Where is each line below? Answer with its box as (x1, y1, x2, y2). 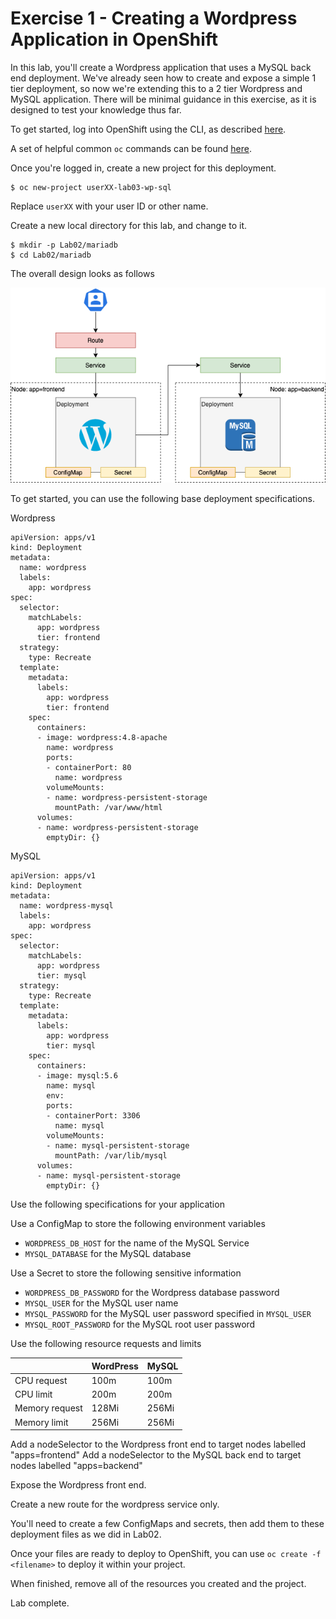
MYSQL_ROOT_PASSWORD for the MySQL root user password (24, 1318, 256, 1331)
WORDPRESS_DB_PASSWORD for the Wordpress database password (24, 1287, 280, 1299)
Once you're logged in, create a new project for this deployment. (10, 162, 277, 174)
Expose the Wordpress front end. (10, 1479, 147, 1491)
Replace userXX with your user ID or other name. (10, 200, 209, 212)
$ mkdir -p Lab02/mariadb (10, 240, 118, 250)
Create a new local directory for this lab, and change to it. (10, 219, 248, 231)
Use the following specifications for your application (10, 1198, 225, 1211)
